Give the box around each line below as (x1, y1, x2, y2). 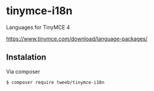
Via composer (6, 68, 40, 75)
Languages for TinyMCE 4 (6, 24, 70, 31)
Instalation (6, 52, 46, 63)
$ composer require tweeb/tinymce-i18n (6, 79, 105, 85)
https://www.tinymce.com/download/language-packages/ (6, 35, 148, 42)
